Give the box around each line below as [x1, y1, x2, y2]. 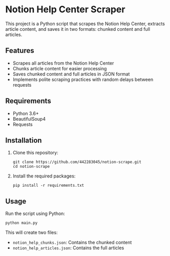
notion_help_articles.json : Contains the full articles [12, 245, 124, 251]
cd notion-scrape [12, 164, 50, 169]
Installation [5, 136, 42, 145]
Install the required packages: [12, 173, 76, 179]
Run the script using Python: [5, 210, 66, 216]
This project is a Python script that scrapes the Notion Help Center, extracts [5, 21, 165, 27]
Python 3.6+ [12, 110, 39, 116]
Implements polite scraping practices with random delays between [12, 76, 154, 83]
